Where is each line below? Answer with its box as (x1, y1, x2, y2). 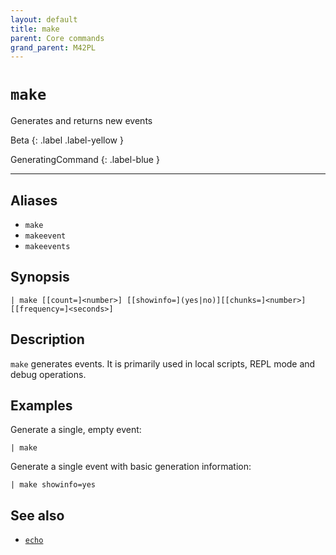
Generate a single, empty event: (10, 424, 142, 436)
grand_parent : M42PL (10, 42, 97, 53)
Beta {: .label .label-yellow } (10, 134, 124, 146)
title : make (10, 24, 60, 34)
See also (10, 507, 65, 524)
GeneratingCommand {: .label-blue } (10, 154, 160, 166)
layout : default (10, 14, 78, 25)
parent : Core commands (10, 33, 105, 43)
